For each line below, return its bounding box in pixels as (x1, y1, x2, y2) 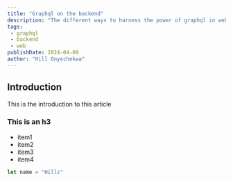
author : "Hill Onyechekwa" (7, 56, 85, 63)
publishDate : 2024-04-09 (7, 49, 79, 56)
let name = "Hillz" (7, 168, 64, 175)
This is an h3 (7, 117, 51, 127)
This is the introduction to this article (7, 100, 112, 108)
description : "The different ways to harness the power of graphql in (7, 17, 216, 24)
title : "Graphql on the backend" (7, 10, 104, 17)
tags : (7, 23, 23, 30)
